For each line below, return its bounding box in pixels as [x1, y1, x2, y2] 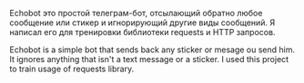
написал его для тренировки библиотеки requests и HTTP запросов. [9, 27, 276, 37]
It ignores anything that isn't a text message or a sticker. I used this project [9, 54, 289, 64]
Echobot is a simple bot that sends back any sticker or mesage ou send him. [9, 44, 296, 55]
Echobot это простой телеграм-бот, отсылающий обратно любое [9, 8, 263, 18]
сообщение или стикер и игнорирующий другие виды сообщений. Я [9, 17, 276, 28]
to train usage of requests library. [9, 63, 135, 74]
